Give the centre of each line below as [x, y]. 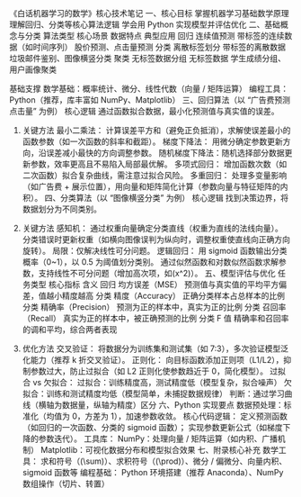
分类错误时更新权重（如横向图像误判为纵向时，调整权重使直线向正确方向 [156, 239]
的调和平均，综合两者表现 [70, 330]
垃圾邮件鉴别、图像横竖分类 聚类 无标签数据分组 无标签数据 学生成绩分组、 [147, 58]
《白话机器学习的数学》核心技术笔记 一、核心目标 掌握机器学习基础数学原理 [149, 13]
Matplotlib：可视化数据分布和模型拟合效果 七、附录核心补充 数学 [159, 450]
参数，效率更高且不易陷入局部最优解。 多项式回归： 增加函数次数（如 [159, 164]
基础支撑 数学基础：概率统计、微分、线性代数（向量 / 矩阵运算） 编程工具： [149, 89]
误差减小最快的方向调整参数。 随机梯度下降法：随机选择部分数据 [165, 153]
